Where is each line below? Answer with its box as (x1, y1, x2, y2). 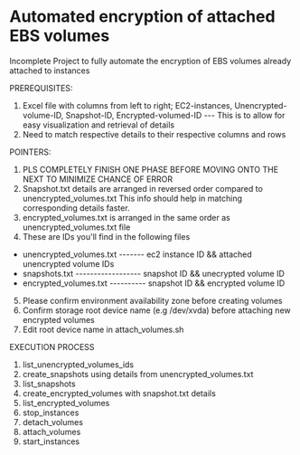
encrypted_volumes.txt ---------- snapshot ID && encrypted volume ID (22, 278, 286, 289)
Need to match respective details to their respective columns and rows (22, 128, 286, 139)
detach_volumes (22, 416, 84, 427)
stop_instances (22, 407, 80, 418)
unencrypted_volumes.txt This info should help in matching (22, 193, 242, 204)
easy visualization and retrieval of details (22, 119, 174, 130)
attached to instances (9, 65, 90, 76)
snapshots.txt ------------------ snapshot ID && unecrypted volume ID (22, 268, 285, 279)
